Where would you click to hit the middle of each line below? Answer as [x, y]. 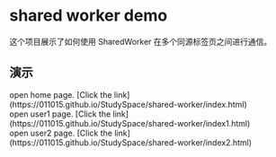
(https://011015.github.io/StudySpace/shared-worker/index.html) [128, 104]
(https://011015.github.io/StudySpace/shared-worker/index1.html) [130, 123]
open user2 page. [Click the [61, 133]
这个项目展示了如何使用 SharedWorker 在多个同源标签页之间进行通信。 [141, 41]
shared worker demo [89, 16]
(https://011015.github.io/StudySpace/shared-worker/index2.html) [131, 142]
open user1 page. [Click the [60, 114]
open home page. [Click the [61, 94]
